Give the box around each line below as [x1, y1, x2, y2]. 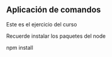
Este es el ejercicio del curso [6, 20, 77, 28]
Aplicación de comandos [6, 5, 101, 15]
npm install [6, 44, 34, 51]
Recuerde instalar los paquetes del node [6, 32, 106, 40]
